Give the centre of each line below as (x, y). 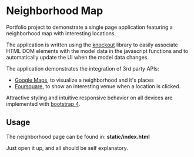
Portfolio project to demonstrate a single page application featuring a (90, 27)
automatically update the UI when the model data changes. (77, 57)
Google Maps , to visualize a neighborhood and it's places (84, 80)
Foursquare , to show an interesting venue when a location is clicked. (98, 86)
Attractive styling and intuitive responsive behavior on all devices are (89, 98)
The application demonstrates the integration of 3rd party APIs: (83, 68)
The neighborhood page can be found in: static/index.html (78, 136)
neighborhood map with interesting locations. (61, 33)
